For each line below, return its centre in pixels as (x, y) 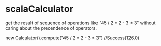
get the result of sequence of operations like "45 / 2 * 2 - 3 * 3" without (80, 23)
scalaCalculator (39, 9)
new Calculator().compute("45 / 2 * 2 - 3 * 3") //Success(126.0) (72, 38)
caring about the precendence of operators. (51, 28)
